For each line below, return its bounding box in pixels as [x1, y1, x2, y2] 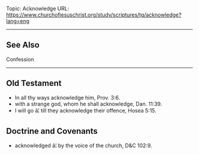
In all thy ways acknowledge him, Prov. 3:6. [14, 94, 120, 101]
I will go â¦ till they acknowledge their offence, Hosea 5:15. [14, 107, 157, 114]
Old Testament [6, 78, 62, 88]
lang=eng [6, 18, 30, 24]
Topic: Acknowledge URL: [6, 5, 69, 12]
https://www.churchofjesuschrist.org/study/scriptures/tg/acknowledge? [6, 11, 182, 18]
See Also [6, 40, 40, 50]
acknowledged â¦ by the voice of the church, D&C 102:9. [14, 142, 152, 149]
